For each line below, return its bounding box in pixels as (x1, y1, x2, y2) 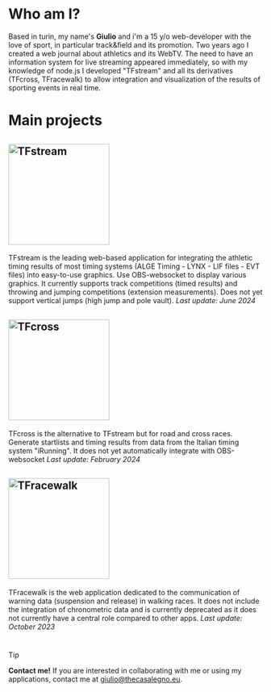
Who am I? (8, 5, 81, 23)
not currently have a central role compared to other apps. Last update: (8, 613, 243, 623)
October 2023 (8, 622, 55, 632)
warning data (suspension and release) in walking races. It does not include (8, 596, 260, 606)
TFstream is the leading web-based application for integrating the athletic (8, 252, 253, 262)
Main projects (8, 111, 103, 130)
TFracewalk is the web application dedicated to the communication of (8, 587, 240, 597)
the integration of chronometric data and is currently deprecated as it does (8, 604, 256, 614)
